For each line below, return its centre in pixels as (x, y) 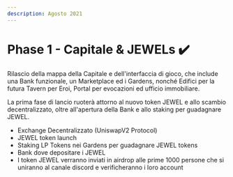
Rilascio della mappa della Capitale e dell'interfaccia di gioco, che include (113, 73)
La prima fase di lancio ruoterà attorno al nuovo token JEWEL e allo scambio (117, 102)
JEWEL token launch (47, 137)
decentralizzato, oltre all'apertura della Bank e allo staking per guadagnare (114, 109)
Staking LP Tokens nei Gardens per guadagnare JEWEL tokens (107, 145)
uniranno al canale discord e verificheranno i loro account (100, 167)
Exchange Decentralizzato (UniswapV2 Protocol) (87, 130)
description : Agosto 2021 (45, 14)
